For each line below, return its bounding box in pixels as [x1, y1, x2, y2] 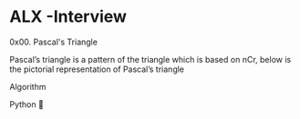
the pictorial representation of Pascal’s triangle [9, 64, 185, 74]
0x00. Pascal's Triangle [9, 36, 98, 47]
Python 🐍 [9, 98, 44, 110]
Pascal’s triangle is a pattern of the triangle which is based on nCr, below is [9, 54, 292, 64]
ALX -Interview [9, 6, 128, 27]
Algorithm [9, 81, 47, 92]
